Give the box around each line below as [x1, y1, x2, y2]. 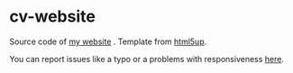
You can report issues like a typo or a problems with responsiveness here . [9, 53, 284, 64]
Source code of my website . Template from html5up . [9, 36, 207, 47]
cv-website [9, 6, 96, 27]
